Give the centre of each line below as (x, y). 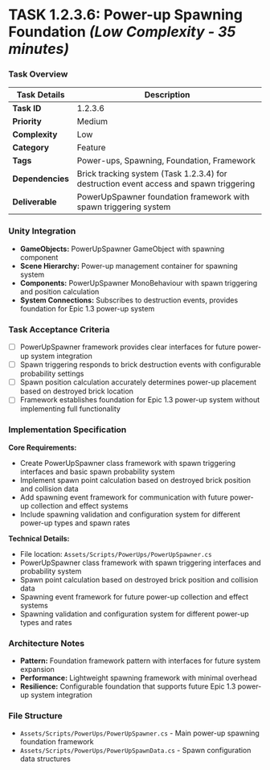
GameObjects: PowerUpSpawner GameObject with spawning (122, 249)
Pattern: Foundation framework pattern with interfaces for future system (140, 661)
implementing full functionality (70, 409)
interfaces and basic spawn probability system (97, 471)
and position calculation (59, 291)
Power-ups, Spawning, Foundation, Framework (166, 161)
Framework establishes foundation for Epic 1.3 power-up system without (140, 400)
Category (31, 148)
